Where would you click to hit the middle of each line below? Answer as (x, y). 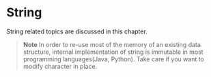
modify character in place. (60, 66)
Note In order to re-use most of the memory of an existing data (112, 44)
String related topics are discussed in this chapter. (77, 31)
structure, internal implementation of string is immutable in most (113, 52)
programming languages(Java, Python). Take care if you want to (113, 59)
